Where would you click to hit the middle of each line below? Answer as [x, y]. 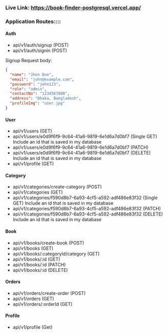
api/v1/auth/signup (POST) [41, 45]
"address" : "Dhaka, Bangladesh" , [46, 98]
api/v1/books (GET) [33, 248]
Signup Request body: [29, 61]
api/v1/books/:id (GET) [36, 259]
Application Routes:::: [33, 21]
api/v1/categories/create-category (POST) [57, 187]
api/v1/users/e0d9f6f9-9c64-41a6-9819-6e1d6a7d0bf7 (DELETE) [82, 153]
